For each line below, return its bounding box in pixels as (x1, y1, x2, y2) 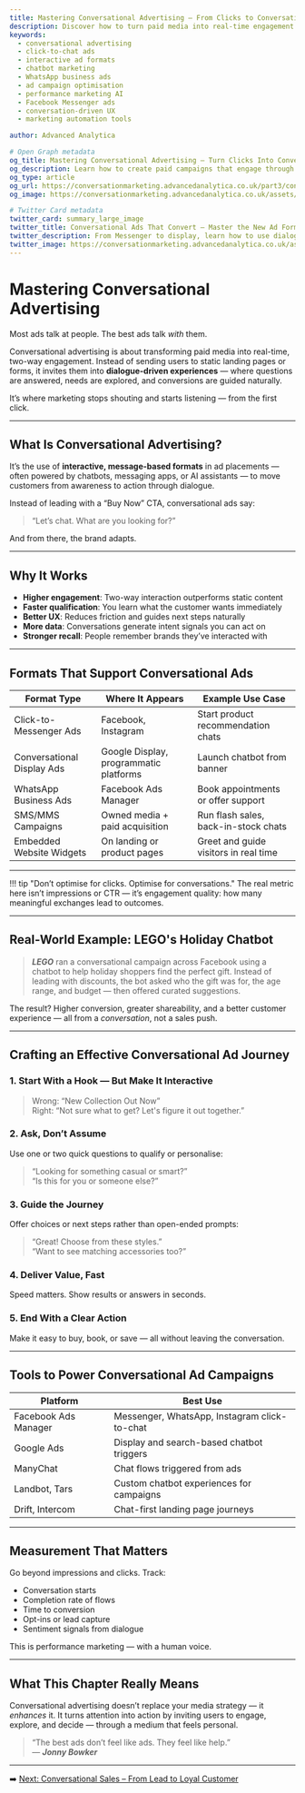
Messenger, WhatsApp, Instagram (113, 1410, 260, 1422)
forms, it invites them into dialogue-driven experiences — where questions (9, 365, 293, 376)
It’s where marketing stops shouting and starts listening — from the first (9, 392, 278, 403)
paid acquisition (101, 820, 170, 832)
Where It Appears (105, 692, 184, 705)
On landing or (101, 835, 159, 847)
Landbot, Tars (14, 1482, 74, 1495)
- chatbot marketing (17, 64, 95, 74)
